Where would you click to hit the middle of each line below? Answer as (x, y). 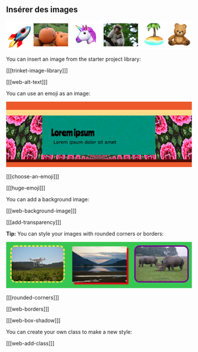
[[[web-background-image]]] (41, 211)
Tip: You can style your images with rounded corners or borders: (85, 234)
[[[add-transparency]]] (34, 222)
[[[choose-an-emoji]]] (33, 177)
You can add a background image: (48, 200)
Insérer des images (42, 10)
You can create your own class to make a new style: (69, 332)
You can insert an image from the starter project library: (74, 59)
